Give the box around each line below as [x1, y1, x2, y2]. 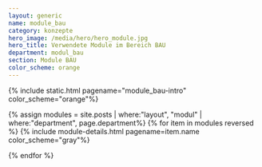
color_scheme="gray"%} [8, 135, 90, 145]
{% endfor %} [8, 150, 54, 160]
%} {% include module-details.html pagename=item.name [8, 126, 200, 136]
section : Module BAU [8, 57, 77, 65]
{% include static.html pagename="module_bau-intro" [8, 85, 187, 95]
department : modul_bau [8, 49, 84, 57]
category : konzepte [8, 26, 73, 34]
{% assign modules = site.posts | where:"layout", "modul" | [8, 109, 202, 119]
